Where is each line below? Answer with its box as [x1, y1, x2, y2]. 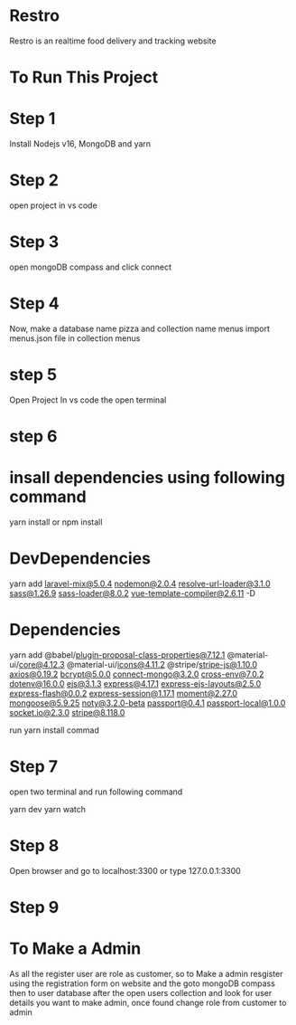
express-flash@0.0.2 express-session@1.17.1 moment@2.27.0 [9, 688, 237, 698]
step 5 [9, 365, 58, 385]
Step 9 [9, 897, 60, 917]
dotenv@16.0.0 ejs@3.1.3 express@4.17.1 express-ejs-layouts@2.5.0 [9, 678, 262, 688]
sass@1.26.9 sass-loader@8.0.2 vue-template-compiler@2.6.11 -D [9, 587, 255, 598]
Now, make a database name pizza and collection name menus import [9, 323, 271, 334]
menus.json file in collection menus [9, 332, 141, 344]
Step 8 [9, 835, 60, 856]
